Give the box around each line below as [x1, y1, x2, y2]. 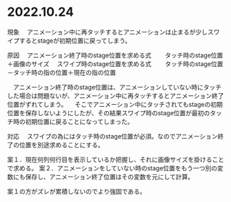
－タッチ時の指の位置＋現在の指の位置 [7, 68, 116, 77]
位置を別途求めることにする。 [19, 141, 105, 149]
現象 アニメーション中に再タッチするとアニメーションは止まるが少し [7, 28, 208, 36]
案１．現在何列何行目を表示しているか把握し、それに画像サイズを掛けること [7, 155, 225, 163]
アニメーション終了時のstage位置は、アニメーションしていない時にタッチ [12, 83, 222, 91]
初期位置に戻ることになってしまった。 [25, 117, 134, 125]
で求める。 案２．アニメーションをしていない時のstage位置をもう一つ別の [7, 163, 218, 172]
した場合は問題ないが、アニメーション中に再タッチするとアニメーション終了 [7, 91, 224, 100]
